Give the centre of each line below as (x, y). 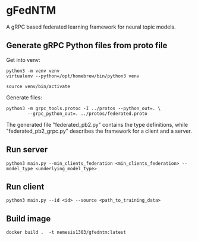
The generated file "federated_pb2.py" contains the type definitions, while (97, 124)
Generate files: (24, 97)
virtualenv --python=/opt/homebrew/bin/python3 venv (73, 76)
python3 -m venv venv (33, 71)
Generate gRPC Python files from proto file (87, 46)
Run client (25, 187)
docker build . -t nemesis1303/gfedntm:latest (66, 233)
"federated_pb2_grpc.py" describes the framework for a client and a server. (99, 131)
